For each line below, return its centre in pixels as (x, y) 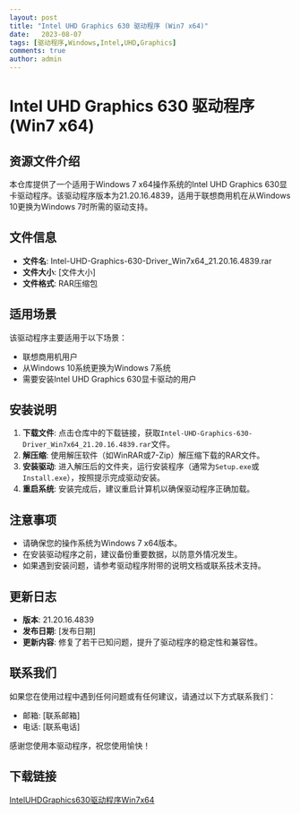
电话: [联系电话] (51, 726)
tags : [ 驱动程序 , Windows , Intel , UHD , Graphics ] (93, 43)
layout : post (34, 17)
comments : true (38, 51)
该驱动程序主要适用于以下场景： (68, 338)
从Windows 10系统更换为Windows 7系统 (97, 367)
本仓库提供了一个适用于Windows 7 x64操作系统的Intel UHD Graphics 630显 (149, 184)
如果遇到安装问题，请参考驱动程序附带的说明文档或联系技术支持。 (144, 566)
